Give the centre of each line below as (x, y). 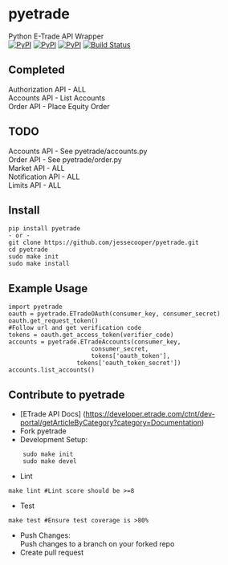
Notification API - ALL (44, 177)
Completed (37, 70)
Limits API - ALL (35, 185)
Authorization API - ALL (47, 89)
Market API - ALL (37, 168)
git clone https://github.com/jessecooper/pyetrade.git (104, 243)
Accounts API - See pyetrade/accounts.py (78, 151)
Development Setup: (54, 439)
